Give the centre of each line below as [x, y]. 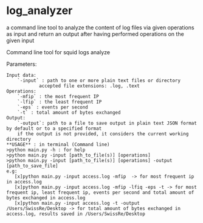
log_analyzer [40, 11]
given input [20, 40]
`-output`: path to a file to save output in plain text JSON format [107, 123]
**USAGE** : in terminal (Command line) [58, 144]
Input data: [21, 75]
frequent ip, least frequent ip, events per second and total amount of [100, 193]
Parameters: [22, 64]
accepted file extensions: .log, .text [89, 86]
